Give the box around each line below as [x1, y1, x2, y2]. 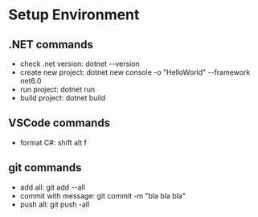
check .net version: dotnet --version [19, 59, 141, 68]
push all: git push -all [19, 199, 90, 209]
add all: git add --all [19, 182, 86, 192]
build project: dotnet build [19, 93, 106, 102]
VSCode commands [8, 117, 111, 130]
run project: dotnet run [19, 84, 95, 94]
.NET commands [8, 38, 94, 51]
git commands [8, 161, 82, 174]
